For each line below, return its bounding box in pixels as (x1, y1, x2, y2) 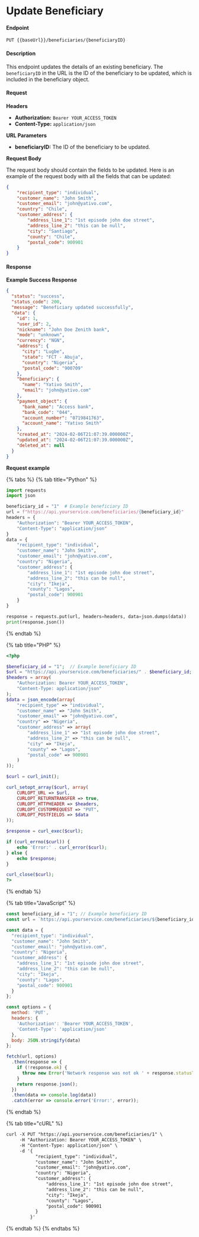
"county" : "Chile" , (27, 233, 76, 240)
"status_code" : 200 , (11, 299, 62, 305)
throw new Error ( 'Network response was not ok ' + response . (21, 1070, 176, 1076)
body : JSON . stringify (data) (11, 1037, 81, 1043)
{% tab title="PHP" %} (6, 641, 61, 648)
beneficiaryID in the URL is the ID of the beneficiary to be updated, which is (6, 69, 192, 77)
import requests (6, 487, 46, 493)
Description (6, 49, 36, 57)
